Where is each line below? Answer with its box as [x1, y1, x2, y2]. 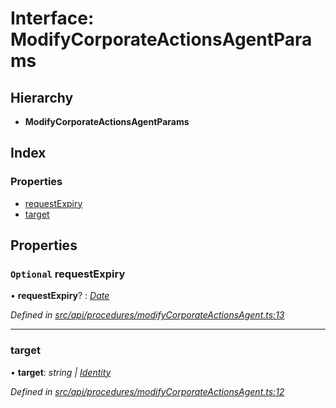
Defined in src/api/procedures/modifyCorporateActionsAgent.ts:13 [10, 309, 285, 321]
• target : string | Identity [10, 366, 112, 378]
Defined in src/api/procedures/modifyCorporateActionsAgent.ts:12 [10, 385, 285, 397]
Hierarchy [10, 89, 74, 106]
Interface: [10, 7, 95, 30]
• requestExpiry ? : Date [10, 290, 110, 302]
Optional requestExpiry [10, 267, 126, 281]
